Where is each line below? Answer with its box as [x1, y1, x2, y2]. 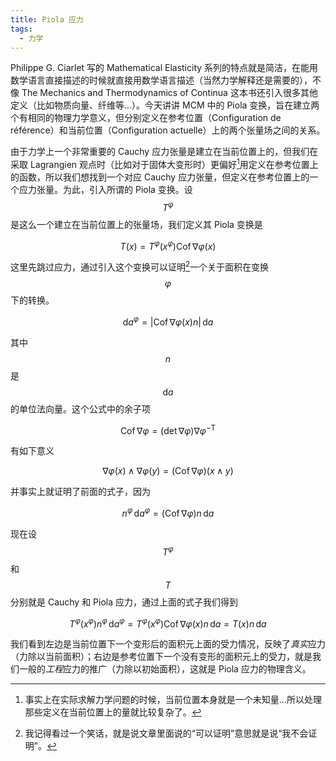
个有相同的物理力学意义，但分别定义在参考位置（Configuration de [10, 112, 282, 124]
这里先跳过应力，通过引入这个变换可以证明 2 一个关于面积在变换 [10, 259, 270, 273]
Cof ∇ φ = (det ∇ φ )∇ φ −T [119, 422, 217, 436]
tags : [10, 24, 33, 34]
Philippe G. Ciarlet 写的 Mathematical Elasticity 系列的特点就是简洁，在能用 [10, 62, 319, 74]
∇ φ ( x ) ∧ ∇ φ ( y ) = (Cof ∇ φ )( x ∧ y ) [102, 465, 234, 477]
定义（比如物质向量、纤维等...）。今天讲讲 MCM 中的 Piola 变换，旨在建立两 [10, 99, 320, 111]
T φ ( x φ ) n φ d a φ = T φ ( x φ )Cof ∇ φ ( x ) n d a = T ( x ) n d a [69, 616, 267, 630]
